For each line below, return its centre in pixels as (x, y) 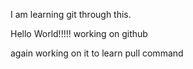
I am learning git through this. (71, 14)
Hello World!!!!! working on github (79, 33)
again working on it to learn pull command (97, 53)
